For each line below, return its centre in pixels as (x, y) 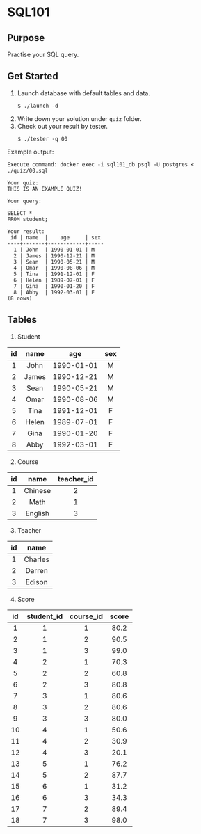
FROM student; (28, 219)
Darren (37, 570)
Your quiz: (23, 183)
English (38, 513)
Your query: (24, 201)
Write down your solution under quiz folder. (80, 118)
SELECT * (20, 213)
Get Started (33, 76)
